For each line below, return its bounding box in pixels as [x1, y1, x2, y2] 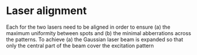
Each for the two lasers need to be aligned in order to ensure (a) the [6, 23, 171, 30]
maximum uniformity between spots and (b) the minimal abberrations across [6, 29, 191, 36]
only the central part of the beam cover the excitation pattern [6, 42, 154, 49]
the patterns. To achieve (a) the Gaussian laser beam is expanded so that [6, 36, 183, 43]
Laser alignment [6, 4, 87, 18]
